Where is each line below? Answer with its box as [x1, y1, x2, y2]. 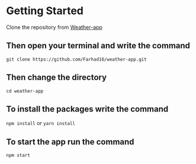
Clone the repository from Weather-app [6, 24, 102, 31]
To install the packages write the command [6, 104, 169, 114]
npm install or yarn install [6, 120, 76, 127]
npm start [6, 152, 31, 159]
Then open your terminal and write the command [6, 41, 191, 51]
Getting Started [6, 4, 84, 18]
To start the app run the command [6, 137, 134, 147]
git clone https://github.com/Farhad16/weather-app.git [6, 56, 147, 63]
